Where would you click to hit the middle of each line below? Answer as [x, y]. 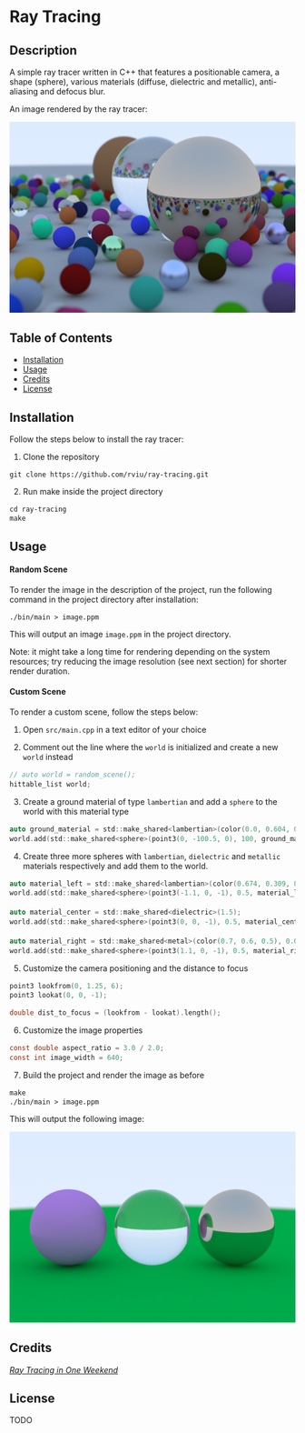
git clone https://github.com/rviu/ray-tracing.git [109, 475]
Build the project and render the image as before [113, 1075]
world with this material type [76, 811]
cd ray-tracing [38, 510]
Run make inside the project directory [93, 492]
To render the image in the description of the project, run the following [141, 589]
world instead [48, 757]
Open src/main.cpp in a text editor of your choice [114, 730]
